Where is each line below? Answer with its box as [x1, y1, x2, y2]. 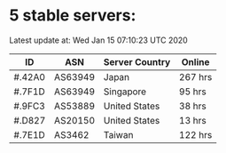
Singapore [103, 85, 147, 98]
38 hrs [178, 100, 207, 112]
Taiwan [103, 128, 134, 141]
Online [181, 55, 210, 68]
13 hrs [178, 114, 207, 126]
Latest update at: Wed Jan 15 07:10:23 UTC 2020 [9, 35, 188, 45]
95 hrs [178, 85, 207, 98]
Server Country [103, 55, 171, 68]
